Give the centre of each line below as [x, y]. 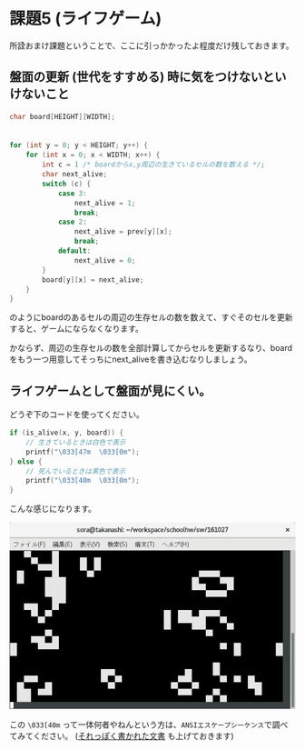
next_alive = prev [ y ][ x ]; [123, 232]
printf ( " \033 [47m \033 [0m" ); [83, 452]
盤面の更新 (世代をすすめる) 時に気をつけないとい [148, 77]
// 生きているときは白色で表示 [76, 442]
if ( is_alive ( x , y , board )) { [67, 433]
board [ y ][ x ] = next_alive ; [93, 280]
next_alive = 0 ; [105, 260]
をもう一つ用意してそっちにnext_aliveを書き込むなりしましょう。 [131, 359]
